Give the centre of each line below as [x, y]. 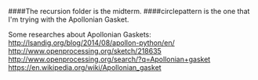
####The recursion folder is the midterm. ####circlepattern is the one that [129, 11]
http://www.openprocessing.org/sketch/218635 [85, 51]
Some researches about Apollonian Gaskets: [80, 35]
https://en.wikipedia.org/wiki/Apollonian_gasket [85, 68]
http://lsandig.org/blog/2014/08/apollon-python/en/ [91, 43]
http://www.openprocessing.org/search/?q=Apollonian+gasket [109, 59]
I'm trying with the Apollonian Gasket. [69, 19]
